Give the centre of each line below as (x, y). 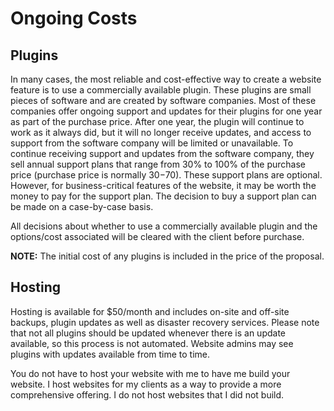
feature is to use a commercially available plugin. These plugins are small (161, 90)
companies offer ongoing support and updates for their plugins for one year (166, 111)
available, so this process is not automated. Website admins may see (152, 343)
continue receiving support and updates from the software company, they (162, 153)
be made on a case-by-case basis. (82, 206)
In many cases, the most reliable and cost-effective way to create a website (166, 79)
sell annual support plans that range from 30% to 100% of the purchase (158, 164)
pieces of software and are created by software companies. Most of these (163, 100)
